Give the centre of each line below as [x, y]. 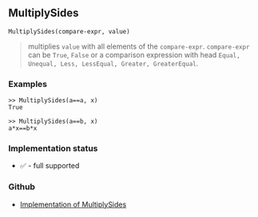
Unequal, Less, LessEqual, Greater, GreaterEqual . [113, 63]
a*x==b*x [23, 128]
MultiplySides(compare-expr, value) [69, 31]
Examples [28, 84]
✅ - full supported [50, 166]
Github [22, 187]
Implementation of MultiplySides [73, 204]
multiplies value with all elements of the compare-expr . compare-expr [139, 46]
